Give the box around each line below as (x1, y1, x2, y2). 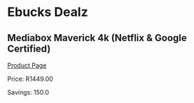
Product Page (7, 61, 47, 70)
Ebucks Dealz (7, 4, 89, 20)
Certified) (7, 42, 51, 54)
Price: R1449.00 (7, 74, 54, 83)
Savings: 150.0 (7, 88, 50, 96)
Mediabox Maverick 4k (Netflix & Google (7, 32, 187, 44)
